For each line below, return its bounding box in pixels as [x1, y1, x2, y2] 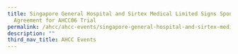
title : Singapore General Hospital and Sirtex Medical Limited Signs [7, 10, 217, 18]
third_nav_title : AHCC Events [7, 36, 97, 43]
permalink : [7, 23, 40, 30]
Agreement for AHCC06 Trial [13, 17, 97, 24]
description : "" [7, 29, 55, 37]
